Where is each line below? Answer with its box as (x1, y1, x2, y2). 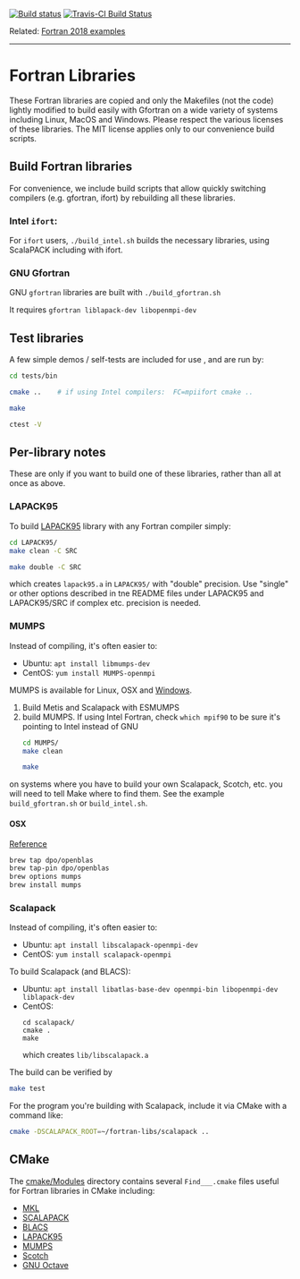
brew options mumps (9, 873, 82, 882)
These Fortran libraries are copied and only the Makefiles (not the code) (9, 95, 274, 106)
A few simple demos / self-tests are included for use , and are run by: (9, 354, 264, 365)
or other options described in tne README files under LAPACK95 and (9, 588, 264, 599)
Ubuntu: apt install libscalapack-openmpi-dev (21, 940, 198, 951)
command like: (9, 1110, 63, 1121)
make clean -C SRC (9, 546, 78, 555)
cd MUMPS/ (21, 738, 60, 747)
